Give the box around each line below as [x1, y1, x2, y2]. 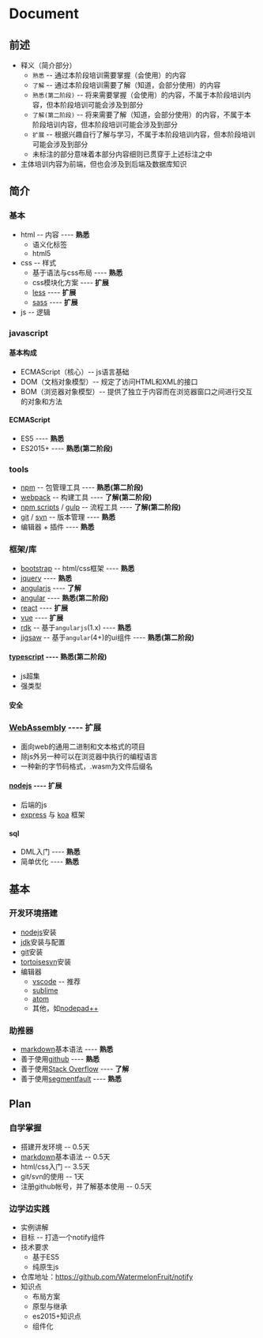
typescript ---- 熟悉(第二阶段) [9, 652, 107, 662]
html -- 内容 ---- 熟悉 [20, 230, 90, 239]
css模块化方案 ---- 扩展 [32, 277, 110, 287]
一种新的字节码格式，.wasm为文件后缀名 [20, 761, 153, 771]
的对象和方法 [20, 397, 62, 406]
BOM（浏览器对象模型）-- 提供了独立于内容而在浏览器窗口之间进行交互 [20, 386, 254, 396]
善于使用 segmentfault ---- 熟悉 [20, 1074, 122, 1084]
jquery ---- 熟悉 [20, 573, 73, 583]
